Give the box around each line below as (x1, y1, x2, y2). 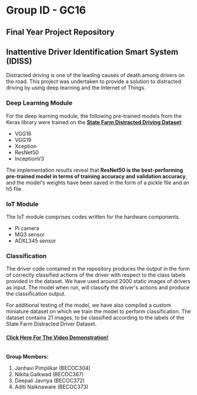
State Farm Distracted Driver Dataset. (6, 320, 97, 327)
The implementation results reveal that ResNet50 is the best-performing (6, 166, 183, 174)
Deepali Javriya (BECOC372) (14, 377, 85, 384)
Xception (14, 142, 37, 150)
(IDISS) (6, 56, 32, 66)
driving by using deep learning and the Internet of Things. (6, 84, 146, 91)
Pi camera (14, 224, 39, 231)
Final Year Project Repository (6, 27, 115, 37)
